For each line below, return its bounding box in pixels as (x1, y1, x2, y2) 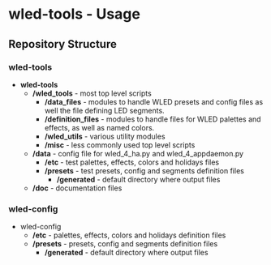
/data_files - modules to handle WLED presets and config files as (44, 96, 264, 106)
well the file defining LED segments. (44, 105, 165, 115)
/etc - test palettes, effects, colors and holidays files (44, 157, 220, 167)
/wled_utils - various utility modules (44, 131, 166, 141)
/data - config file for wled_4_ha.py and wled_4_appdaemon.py (32, 148, 244, 158)
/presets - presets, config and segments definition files (32, 239, 218, 249)
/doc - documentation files (32, 183, 123, 193)
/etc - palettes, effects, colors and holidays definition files (32, 230, 226, 240)
